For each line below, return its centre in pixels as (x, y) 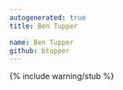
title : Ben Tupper (44, 26)
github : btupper (40, 50)
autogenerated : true (48, 18)
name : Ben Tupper (42, 42)
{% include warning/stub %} (62, 76)
